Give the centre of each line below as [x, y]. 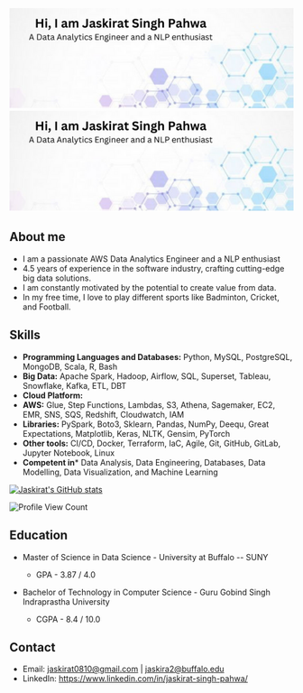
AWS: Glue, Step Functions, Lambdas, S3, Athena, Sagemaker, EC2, [149, 404]
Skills [25, 335]
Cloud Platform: [53, 395]
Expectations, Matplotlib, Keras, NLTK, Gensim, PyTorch [126, 433]
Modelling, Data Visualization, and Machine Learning [120, 472]
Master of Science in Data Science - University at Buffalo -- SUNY [145, 557]
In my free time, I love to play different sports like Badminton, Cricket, [151, 297]
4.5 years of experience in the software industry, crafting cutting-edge [153, 268]
